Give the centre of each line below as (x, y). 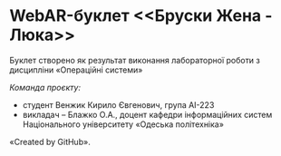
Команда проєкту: (45, 87)
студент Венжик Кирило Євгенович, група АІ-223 (118, 104)
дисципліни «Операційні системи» (76, 70)
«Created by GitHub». (50, 141)
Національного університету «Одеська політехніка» (123, 124)
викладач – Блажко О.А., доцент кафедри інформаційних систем (147, 114)
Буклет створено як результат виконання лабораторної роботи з (135, 60)
